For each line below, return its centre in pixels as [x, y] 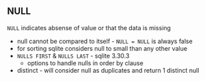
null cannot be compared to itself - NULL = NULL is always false [105, 41]
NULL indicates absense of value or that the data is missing [89, 27]
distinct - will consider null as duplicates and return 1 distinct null [108, 70]
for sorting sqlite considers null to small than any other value [102, 48]
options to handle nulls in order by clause [85, 63]
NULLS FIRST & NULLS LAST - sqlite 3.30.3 [73, 56]
